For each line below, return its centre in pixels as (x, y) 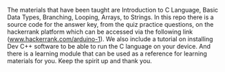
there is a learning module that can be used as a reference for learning (107, 53)
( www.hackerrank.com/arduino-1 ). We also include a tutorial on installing (110, 39)
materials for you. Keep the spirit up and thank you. (80, 61)
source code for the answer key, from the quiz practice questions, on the (110, 24)
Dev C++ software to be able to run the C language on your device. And (109, 46)
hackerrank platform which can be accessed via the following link (100, 32)
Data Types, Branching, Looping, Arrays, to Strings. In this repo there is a (111, 17)
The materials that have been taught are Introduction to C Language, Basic (113, 10)
